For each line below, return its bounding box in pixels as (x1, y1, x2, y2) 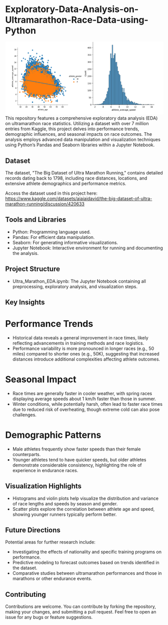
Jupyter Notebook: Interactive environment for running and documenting (12, 245, 163, 251)
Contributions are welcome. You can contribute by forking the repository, (5, 603, 156, 609)
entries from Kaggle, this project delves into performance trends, (5, 126, 139, 132)
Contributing (5, 590, 46, 599)
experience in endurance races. (12, 467, 79, 473)
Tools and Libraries (5, 215, 66, 224)
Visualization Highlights (5, 482, 82, 491)
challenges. (12, 411, 37, 418)
